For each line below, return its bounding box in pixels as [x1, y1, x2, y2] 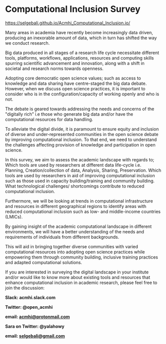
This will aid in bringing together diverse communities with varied [5, 243, 138, 249]
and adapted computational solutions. [5, 259, 82, 265]
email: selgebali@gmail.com [5, 333, 65, 339]
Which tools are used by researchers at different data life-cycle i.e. [5, 162, 142, 168]
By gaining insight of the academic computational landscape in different [5, 223, 152, 229]
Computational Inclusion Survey [5, 3, 141, 15]
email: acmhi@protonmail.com [5, 314, 70, 320]
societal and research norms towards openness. [5, 66, 104, 71]
